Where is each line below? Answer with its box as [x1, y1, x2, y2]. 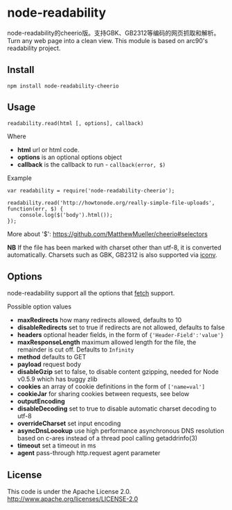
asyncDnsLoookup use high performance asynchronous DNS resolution [17, 427, 224, 435]
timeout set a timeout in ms [17, 441, 96, 450]
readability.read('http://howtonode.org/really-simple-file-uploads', [7, 199, 215, 206]
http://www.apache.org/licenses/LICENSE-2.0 [7, 495, 139, 503]
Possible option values [7, 302, 71, 311]
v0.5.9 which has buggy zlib [17, 375, 98, 384]
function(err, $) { [7, 205, 64, 213]
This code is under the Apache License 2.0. [7, 488, 132, 496]
